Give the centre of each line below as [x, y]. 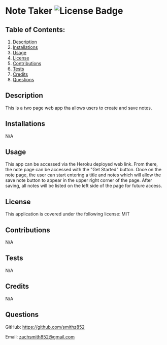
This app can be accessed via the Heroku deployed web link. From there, [82, 164]
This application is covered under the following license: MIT [68, 214]
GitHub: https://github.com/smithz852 [45, 327]
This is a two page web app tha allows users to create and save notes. [79, 108]
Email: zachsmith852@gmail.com [40, 337]
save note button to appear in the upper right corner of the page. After [79, 180]
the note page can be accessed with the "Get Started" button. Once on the [83, 170]
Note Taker [29, 11]
